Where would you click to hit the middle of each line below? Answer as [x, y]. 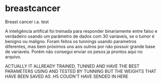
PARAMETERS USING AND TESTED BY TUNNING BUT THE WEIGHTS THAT [81, 71]
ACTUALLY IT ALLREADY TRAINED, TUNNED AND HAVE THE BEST [72, 66]
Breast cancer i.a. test [27, 22]
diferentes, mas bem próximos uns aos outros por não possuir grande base [80, 46]
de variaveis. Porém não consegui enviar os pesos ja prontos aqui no [74, 52]
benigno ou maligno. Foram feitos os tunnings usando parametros [71, 41]
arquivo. [13, 56]
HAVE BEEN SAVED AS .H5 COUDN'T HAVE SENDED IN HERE [67, 76]
